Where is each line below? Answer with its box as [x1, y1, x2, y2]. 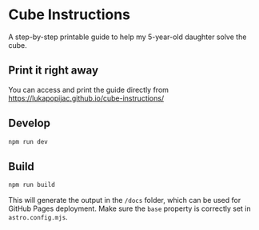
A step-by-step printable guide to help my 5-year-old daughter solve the [8, 32, 247, 42]
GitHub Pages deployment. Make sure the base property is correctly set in [8, 204, 252, 213]
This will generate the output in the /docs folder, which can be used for [8, 196, 241, 205]
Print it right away [8, 64, 98, 77]
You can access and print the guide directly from [8, 85, 169, 94]
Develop [8, 117, 50, 130]
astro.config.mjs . [8, 212, 68, 222]
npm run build [8, 181, 56, 189]
